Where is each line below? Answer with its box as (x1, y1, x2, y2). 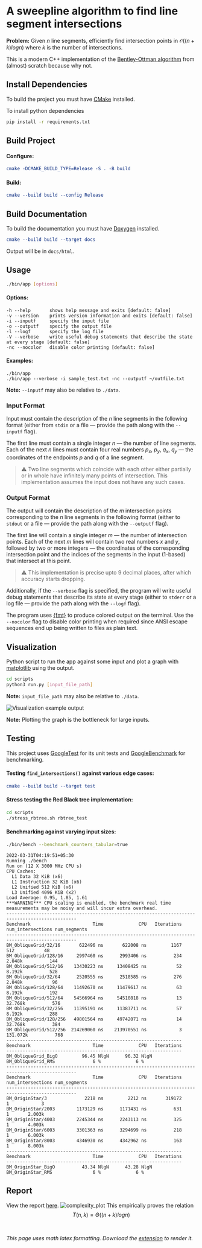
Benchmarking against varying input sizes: (6, 828, 116, 835)
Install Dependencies (6, 80, 87, 90)
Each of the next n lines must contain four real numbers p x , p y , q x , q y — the (6, 446, 194, 455)
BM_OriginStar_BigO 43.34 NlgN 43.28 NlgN (6, 1164, 153, 1170)
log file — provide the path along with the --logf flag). (6, 600, 141, 607)
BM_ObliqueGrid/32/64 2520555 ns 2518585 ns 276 (6, 973, 182, 980)
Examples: (6, 357, 33, 365)
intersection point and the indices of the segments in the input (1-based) (6, 551, 186, 558)
